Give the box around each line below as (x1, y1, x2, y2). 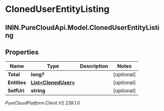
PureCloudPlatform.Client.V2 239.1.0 (5, 100, 80, 106)
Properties (5, 48, 39, 56)
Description (79, 63, 109, 70)
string (30, 87, 46, 94)
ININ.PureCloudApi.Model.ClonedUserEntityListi (5, 23, 160, 32)
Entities (7, 79, 26, 86)
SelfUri (7, 87, 25, 94)
